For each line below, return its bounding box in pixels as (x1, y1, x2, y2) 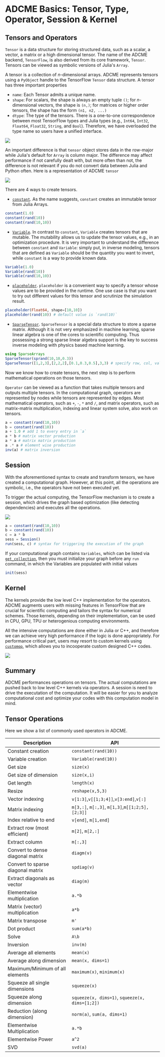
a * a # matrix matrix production (5, 439, 76, 443)
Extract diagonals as (7, 875, 55, 882)
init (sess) (5, 570, 27, 575)
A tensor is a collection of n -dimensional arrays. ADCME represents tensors (5, 72, 158, 77)
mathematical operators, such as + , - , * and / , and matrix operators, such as (5, 400, 160, 406)
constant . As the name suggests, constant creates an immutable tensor (12, 196, 157, 202)
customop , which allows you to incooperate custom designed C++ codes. (5, 643, 152, 649)
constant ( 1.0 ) (5, 211, 34, 216)
